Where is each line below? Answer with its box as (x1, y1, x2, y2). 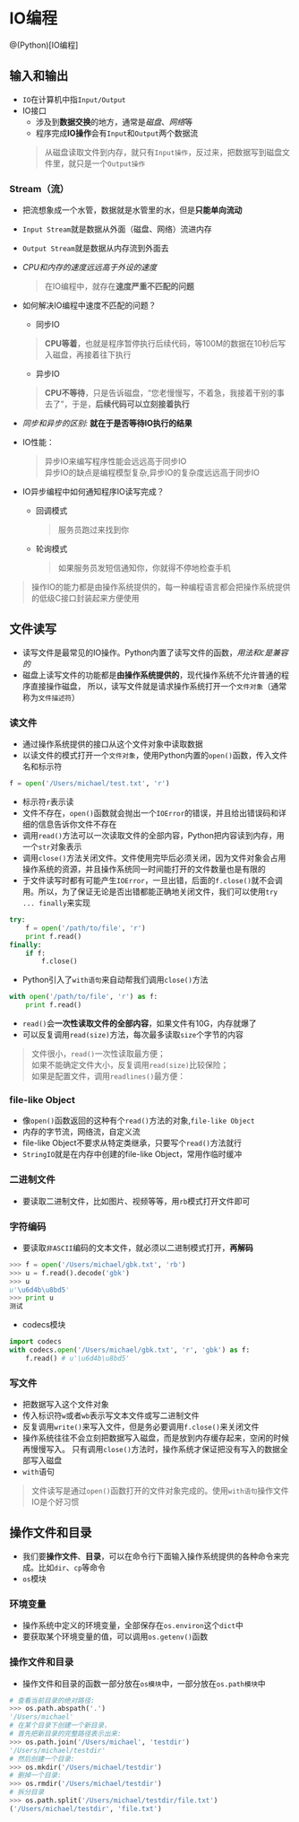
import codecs (9, 1337, 63, 1346)
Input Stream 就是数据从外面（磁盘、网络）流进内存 (21, 223, 212, 234)
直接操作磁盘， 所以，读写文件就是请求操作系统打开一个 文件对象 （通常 (30, 680, 287, 691)
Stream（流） (9, 182, 70, 195)
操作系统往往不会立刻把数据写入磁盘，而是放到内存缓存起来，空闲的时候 (21, 1432, 289, 1443)
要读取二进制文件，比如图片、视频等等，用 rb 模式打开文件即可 (21, 1196, 251, 1206)
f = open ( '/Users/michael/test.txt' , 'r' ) (9, 779, 170, 788)
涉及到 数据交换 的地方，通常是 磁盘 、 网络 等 (35, 116, 193, 127)
